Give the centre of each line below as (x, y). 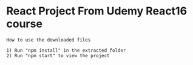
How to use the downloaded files (49, 40)
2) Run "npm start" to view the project (58, 55)
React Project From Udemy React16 (96, 11)
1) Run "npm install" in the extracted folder (66, 50)
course (24, 24)
